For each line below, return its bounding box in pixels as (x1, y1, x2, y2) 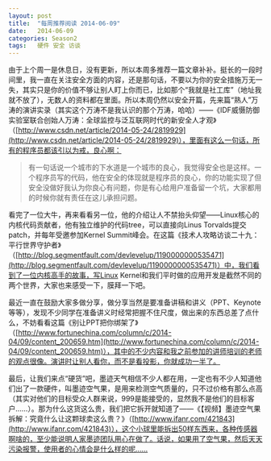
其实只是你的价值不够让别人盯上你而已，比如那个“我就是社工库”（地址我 (22, 85, 262, 95)
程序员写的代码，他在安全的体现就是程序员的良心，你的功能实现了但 (35, 172, 262, 182)
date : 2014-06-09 (8, 27, 74, 35)
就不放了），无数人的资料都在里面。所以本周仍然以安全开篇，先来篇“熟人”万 (8, 95, 259, 105)
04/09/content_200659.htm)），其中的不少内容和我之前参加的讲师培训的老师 (8, 347, 262, 356)
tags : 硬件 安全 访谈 (8, 42, 81, 50)
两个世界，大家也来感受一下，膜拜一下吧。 (8, 280, 150, 290)
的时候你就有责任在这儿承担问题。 (27, 193, 142, 202)
